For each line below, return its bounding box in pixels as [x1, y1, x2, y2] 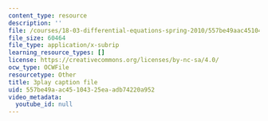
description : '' [8, 19, 62, 27]
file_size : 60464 [8, 33, 66, 42]
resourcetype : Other [8, 71, 77, 79]
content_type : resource [8, 11, 88, 20]
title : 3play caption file [8, 78, 98, 86]
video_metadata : [8, 93, 62, 101]
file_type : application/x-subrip [8, 41, 120, 49]
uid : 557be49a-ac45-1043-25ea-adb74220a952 [8, 85, 156, 94]
